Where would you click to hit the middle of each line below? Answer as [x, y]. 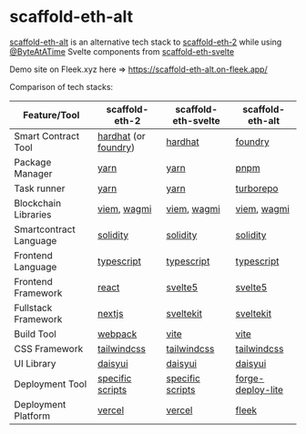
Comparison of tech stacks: [61, 86]
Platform [32, 416]
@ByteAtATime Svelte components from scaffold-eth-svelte [122, 51]
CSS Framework [49, 348]
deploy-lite [260, 389]
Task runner [40, 188]
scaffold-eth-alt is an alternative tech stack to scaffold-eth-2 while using [146, 42]
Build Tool [35, 334]
